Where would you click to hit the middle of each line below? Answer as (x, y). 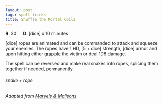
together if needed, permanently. (40, 69)
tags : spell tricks (26, 15)
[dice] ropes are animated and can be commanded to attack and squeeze (82, 43)
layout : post (19, 10)
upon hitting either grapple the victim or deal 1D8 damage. (66, 54)
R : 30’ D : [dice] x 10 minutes (37, 34)
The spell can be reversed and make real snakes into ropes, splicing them (82, 64)
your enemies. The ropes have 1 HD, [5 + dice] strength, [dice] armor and (81, 49)
